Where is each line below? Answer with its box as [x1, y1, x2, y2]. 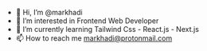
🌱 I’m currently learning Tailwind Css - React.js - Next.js [15, 25, 199, 33]
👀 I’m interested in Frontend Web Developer [15, 16, 159, 25]
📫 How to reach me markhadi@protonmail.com [15, 33, 173, 43]
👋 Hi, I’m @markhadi [15, 8, 83, 17]
